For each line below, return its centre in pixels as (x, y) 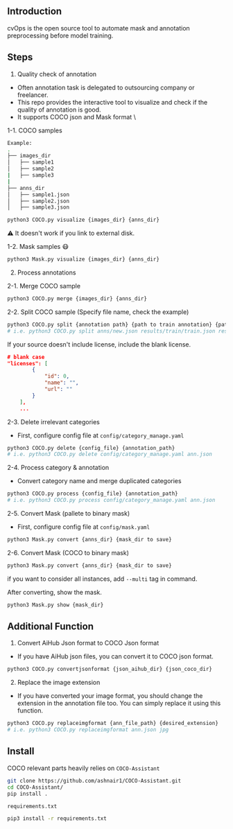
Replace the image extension (59, 683)
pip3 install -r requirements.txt (57, 818)
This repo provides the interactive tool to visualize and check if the (112, 102)
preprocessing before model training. (60, 35)
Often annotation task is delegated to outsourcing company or (106, 87)
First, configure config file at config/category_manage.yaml (101, 435)
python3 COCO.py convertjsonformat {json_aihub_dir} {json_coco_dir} (110, 669)
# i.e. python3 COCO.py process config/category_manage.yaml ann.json (111, 500)
